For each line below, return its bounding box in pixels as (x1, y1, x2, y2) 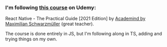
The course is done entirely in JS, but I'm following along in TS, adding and (5, 31, 162, 37)
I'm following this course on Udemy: (5, 4, 96, 11)
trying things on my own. (5, 36, 57, 42)
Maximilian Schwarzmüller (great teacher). (5, 21, 94, 27)
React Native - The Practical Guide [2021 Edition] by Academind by (5, 16, 146, 22)
